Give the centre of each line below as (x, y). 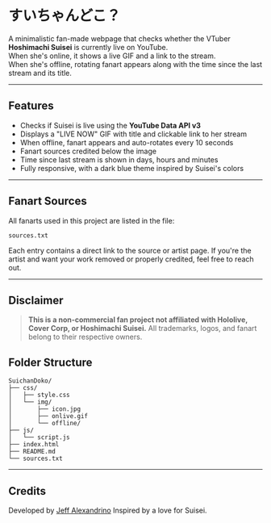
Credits (27, 491)
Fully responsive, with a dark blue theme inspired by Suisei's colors (132, 168)
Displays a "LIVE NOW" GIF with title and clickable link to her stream (133, 134)
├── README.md (32, 452)
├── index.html (34, 445)
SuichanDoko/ (30, 381)
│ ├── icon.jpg (45, 409)
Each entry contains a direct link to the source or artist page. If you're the (130, 250)
